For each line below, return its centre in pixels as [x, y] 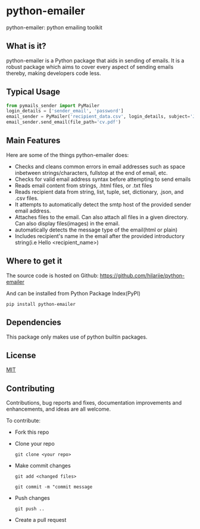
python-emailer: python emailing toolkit [54, 27]
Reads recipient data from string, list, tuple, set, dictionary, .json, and [99, 192]
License [21, 355]
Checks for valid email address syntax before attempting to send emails [103, 179]
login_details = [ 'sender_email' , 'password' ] [65, 111]
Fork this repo [32, 432]
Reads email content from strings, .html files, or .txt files [83, 185]
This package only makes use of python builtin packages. [77, 337]
